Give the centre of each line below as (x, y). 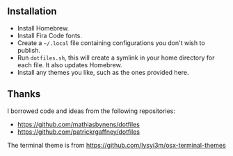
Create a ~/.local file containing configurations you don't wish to (111, 43)
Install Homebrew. (43, 28)
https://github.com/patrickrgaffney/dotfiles (79, 132)
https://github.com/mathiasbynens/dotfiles (79, 124)
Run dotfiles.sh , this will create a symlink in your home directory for (116, 58)
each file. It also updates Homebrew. (70, 64)
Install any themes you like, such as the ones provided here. (103, 72)
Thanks (24, 94)
